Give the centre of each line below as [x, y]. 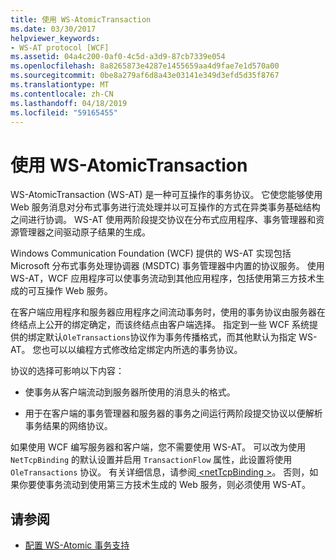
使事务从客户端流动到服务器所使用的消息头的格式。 [130, 392]
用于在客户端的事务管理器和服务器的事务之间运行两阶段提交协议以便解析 [173, 413]
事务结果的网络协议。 [68, 426]
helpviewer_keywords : [55, 38]
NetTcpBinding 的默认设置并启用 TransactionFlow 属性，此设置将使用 [151, 460]
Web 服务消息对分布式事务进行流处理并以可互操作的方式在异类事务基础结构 [165, 207]
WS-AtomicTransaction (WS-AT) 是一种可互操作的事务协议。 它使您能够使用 [166, 195]
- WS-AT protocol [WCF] [60, 47]
